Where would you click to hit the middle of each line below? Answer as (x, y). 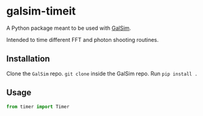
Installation (28, 59)
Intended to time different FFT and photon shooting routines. (83, 39)
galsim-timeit (41, 11)
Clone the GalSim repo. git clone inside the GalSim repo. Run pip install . (102, 73)
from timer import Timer (38, 107)
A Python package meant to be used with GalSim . (69, 28)
